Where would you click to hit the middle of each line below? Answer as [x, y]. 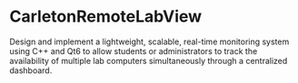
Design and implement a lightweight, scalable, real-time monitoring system [149, 41]
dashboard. [31, 70]
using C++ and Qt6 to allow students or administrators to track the [134, 51]
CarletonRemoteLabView [106, 17]
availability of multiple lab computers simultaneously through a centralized [149, 60]
